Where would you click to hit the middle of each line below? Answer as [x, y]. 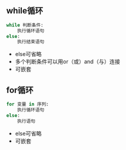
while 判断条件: [25, 25]
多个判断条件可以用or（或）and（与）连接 [68, 61]
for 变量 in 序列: [28, 104]
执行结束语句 [31, 42]
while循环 [25, 11]
